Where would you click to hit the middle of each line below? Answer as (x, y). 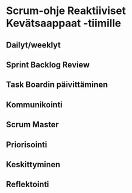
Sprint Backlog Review (48, 65)
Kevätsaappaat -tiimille (64, 23)
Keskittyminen (33, 165)
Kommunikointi (34, 105)
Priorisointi (27, 145)
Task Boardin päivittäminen (57, 85)
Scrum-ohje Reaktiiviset (66, 11)
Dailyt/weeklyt (34, 45)
